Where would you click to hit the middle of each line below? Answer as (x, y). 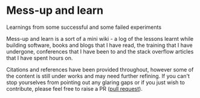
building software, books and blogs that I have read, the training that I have (99, 45)
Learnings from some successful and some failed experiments (84, 27)
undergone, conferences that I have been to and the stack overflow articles (100, 51)
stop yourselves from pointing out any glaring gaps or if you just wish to (96, 82)
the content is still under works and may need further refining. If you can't (98, 76)
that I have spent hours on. (40, 58)
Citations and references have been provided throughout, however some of (100, 69)
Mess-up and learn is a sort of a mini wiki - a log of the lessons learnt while (100, 38)
